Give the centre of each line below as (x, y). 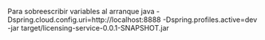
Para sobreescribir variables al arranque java (81, 11)
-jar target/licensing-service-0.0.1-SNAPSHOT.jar (88, 28)
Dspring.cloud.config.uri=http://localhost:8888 (84, 20)
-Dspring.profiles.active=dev (210, 20)
